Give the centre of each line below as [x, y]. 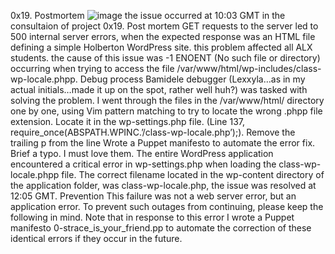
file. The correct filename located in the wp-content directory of [193, 174]
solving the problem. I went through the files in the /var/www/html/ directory [167, 100]
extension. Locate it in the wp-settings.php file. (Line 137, [128, 121]
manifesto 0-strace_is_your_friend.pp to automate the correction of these [161, 228]
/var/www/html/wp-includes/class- [249, 68]
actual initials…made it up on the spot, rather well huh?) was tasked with [159, 89]
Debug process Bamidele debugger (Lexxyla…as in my [192, 79]
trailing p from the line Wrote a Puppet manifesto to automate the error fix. [163, 143]
